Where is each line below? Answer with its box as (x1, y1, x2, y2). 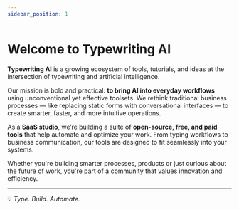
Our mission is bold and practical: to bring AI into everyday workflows (7, 86, 216, 95)
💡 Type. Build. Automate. (7, 194, 80, 203)
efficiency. (7, 174, 38, 182)
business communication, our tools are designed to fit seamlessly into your (7, 137, 228, 146)
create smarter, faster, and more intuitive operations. (7, 108, 161, 117)
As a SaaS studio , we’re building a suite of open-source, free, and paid (7, 122, 218, 131)
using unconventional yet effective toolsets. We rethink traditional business (7, 93, 228, 102)
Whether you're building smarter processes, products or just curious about (7, 159, 227, 167)
